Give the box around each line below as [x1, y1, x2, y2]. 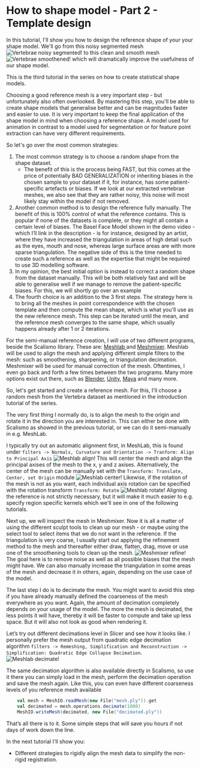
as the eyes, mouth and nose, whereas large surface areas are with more [14, 242, 196, 249]
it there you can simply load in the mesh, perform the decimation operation [6, 673, 191, 680]
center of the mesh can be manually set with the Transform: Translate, [6, 467, 184, 474]
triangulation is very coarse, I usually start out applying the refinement [6, 536, 180, 543]
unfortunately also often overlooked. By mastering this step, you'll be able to [6, 97, 195, 105]
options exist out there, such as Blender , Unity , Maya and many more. [6, 375, 178, 382]
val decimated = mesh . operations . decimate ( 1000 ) [17, 703, 141, 709]
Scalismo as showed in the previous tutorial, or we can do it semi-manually [6, 424, 191, 431]
